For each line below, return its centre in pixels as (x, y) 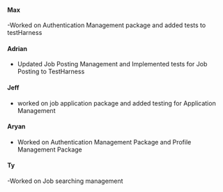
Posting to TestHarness (51, 72)
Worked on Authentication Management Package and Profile (104, 142)
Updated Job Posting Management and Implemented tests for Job (112, 64)
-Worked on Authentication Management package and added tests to (107, 25)
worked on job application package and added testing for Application (116, 103)
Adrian (17, 48)
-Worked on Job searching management (65, 181)
